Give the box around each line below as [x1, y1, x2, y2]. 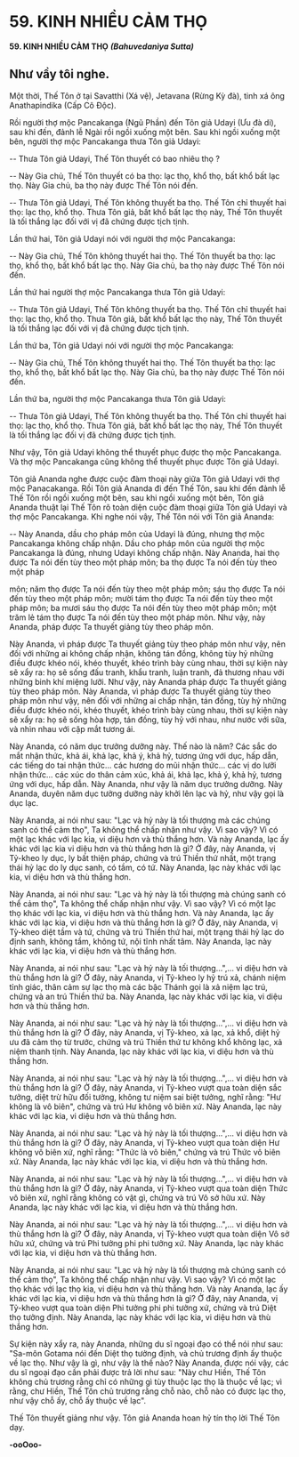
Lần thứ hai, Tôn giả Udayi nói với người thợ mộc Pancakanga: [9, 233, 236, 244]
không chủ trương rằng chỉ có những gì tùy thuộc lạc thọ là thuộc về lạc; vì [9, 1376, 283, 1387]
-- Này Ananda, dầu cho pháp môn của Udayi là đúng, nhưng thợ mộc [9, 528, 265, 539]
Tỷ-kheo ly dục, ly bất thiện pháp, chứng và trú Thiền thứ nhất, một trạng [9, 852, 277, 863]
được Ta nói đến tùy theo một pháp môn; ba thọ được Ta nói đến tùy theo [9, 557, 278, 568]
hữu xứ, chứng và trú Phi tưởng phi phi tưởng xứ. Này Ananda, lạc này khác [9, 1237, 285, 1248]
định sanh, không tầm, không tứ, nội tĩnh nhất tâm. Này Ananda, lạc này [9, 936, 272, 946]
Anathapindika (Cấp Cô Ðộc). [9, 100, 117, 110]
